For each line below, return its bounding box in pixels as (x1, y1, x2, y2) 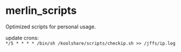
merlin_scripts (5, 4, 77, 17)
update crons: (5, 34, 39, 41)
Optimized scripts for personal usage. (5, 23, 96, 30)
